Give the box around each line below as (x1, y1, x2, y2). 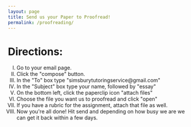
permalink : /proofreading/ (8, 19, 74, 25)
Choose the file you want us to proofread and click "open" (16, 95, 158, 103)
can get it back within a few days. (16, 114, 98, 121)
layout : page (8, 8, 40, 15)
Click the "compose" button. (16, 71, 85, 78)
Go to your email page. (16, 64, 72, 71)
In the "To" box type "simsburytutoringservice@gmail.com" (16, 77, 160, 84)
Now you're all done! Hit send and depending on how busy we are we (16, 108, 185, 115)
